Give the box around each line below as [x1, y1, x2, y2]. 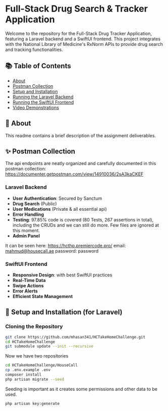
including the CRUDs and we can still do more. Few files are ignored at [12, 222, 159, 228]
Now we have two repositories [5, 353, 69, 359]
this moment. [12, 227, 40, 233]
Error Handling [12, 211, 44, 217]
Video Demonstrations [12, 104, 60, 110]
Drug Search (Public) [12, 200, 57, 207]
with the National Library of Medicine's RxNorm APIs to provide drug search [5, 41, 163, 47]
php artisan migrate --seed [5, 377, 65, 382]
